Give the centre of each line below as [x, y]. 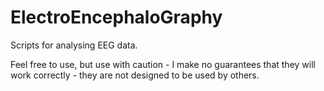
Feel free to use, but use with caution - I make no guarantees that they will [163, 64]
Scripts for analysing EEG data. [74, 45]
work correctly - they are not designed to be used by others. [135, 75]
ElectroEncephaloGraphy [116, 17]
